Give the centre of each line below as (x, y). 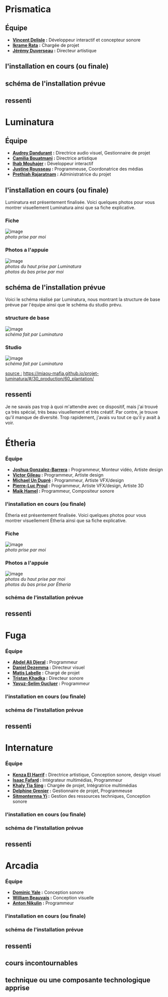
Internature (29, 748)
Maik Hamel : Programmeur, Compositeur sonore (63, 491)
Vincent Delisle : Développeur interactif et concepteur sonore (76, 40)
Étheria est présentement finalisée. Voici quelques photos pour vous (76, 515)
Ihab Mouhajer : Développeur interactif (53, 164)
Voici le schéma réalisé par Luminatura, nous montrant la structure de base (83, 299)
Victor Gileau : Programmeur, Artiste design (58, 475)
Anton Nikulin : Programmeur (43, 903)
